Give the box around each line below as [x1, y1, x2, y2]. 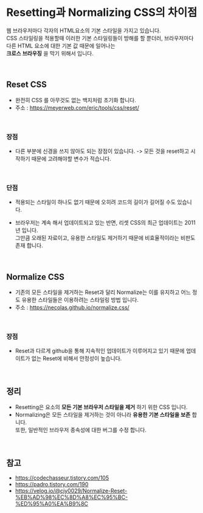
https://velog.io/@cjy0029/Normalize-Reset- [15, 487, 128, 495]
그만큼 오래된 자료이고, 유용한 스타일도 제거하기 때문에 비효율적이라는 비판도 [15, 234, 196, 242]
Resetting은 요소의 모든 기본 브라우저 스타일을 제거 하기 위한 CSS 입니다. [15, 403, 188, 411]
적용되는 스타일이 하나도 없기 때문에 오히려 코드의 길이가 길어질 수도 [15, 198, 176, 206]
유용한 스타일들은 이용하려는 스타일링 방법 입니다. [21, 296, 139, 304]
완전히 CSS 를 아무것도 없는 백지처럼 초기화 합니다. [15, 96, 137, 103]
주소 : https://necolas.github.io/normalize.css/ [15, 304, 129, 311]
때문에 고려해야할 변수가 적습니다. [31, 155, 111, 162]
